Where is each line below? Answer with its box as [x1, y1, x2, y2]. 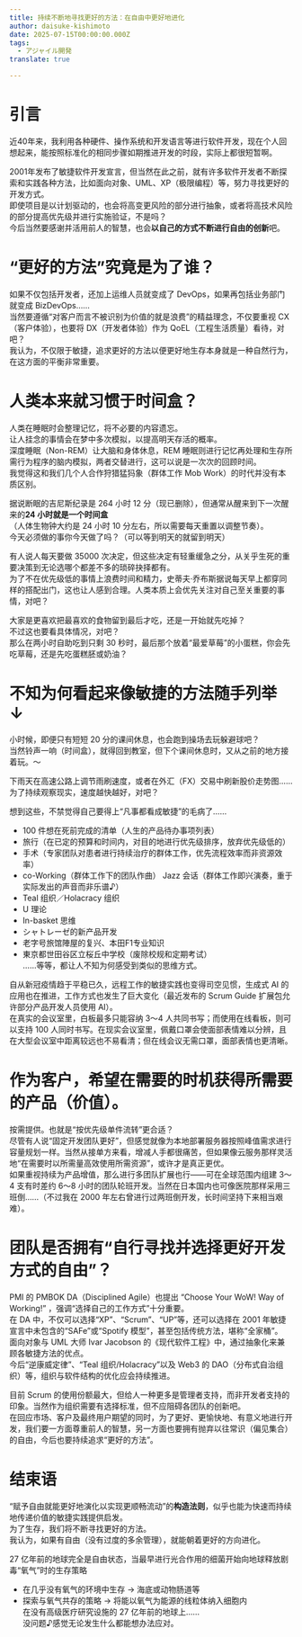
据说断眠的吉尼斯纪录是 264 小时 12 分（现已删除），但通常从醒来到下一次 [9, 497, 281, 508]
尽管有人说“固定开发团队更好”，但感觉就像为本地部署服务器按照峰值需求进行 [9, 1135, 292, 1146]
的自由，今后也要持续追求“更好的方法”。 [9, 1434, 159, 1445]
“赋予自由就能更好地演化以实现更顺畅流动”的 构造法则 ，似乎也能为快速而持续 [9, 1500, 292, 1511]
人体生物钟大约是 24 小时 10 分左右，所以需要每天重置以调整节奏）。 [16, 520, 269, 531]
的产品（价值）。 [9, 1092, 129, 1113]
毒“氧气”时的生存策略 [9, 1564, 88, 1575]
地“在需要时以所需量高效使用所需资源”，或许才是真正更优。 [9, 1158, 229, 1168]
